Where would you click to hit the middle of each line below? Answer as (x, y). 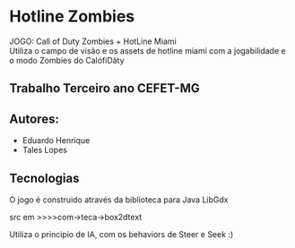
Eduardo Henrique (56, 141)
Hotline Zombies (72, 17)
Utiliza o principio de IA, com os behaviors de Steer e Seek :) (121, 234)
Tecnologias (44, 178)
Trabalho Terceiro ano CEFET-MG (104, 88)
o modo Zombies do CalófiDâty (67, 60)
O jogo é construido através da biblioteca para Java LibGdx (119, 200)
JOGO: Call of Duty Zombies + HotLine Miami (93, 41)
